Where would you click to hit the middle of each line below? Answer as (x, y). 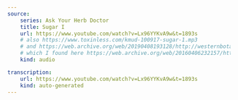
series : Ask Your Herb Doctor (65, 20)
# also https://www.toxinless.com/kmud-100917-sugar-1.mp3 (109, 40)
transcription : (30, 72)
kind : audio (38, 60)
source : (19, 14)
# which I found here (52, 54)
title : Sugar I (42, 27)
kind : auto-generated (52, 85)
